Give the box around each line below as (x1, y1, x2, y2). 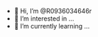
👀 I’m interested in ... (13, 14, 75, 23)
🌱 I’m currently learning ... (13, 22, 90, 30)
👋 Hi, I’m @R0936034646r (13, 7, 92, 15)
